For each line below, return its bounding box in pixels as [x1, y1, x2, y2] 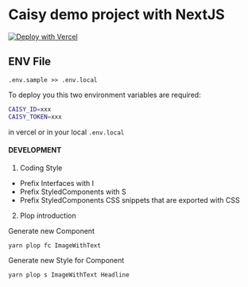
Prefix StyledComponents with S [19, 187, 126, 196]
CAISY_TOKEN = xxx [8, 113, 62, 121]
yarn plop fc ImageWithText [8, 241, 102, 250]
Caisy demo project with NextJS [8, 6, 225, 24]
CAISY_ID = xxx [8, 105, 52, 113]
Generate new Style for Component [8, 255, 125, 265]
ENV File [8, 55, 52, 68]
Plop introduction [19, 211, 77, 220]
